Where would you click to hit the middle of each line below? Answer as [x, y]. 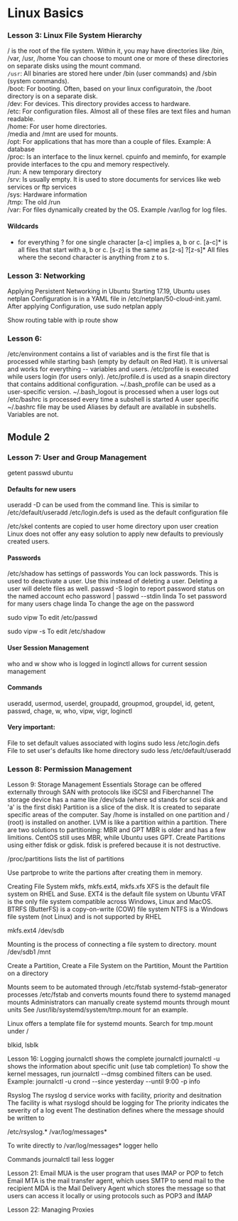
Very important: [31, 727]
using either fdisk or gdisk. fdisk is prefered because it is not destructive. [114, 845]
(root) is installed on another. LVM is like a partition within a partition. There [117, 822]
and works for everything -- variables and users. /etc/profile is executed [113, 369]
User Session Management [48, 648]
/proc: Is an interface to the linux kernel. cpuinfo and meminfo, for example [117, 157]
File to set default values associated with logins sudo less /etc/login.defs [114, 743]
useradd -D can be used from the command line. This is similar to [103, 505]
